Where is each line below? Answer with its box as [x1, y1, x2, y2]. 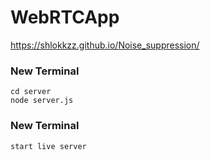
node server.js [10, 96, 74, 106]
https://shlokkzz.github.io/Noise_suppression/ [10, 39, 200, 51]
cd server [10, 87, 52, 97]
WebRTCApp [10, 6, 120, 29]
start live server [10, 141, 87, 151]
